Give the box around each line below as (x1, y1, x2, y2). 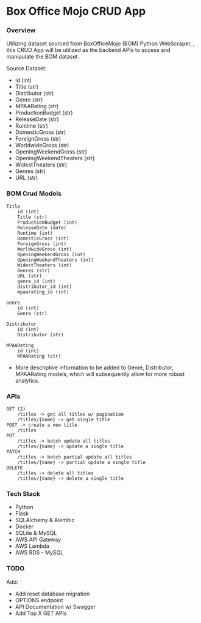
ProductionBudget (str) (15, 109, 73, 117)
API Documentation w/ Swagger (15, 603, 96, 610)
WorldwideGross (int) (17, 246, 72, 252)
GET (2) (6, 406, 26, 412)
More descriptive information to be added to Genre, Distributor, (15, 364, 174, 371)
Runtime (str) (15, 122, 49, 130)
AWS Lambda (15, 542, 50, 550)
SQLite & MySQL (15, 529, 57, 537)
